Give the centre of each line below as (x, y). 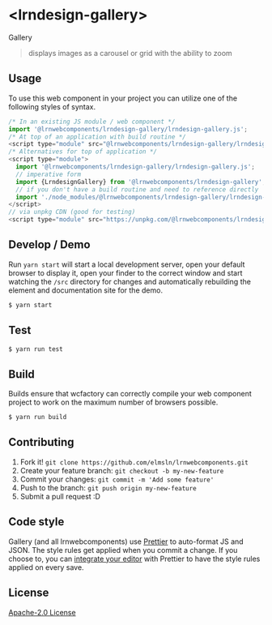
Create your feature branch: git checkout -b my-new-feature (122, 470)
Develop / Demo (49, 245)
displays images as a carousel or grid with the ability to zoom (130, 53)
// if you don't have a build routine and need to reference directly (137, 189)
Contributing (41, 442)
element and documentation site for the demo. (86, 290)
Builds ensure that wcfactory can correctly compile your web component (130, 394)
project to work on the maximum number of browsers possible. (113, 402)
